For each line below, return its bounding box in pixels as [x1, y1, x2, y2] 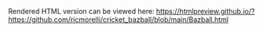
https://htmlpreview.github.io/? [155, 7, 255, 16]
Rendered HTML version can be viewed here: [8, 7, 155, 16]
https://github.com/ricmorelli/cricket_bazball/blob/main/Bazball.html [8, 15, 229, 24]
